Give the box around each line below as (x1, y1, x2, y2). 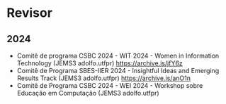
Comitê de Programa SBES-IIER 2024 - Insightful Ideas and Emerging (16, 67, 220, 74)
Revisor (6, 5, 52, 21)
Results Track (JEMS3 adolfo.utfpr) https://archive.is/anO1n (16, 74, 191, 82)
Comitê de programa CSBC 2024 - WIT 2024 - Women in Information (16, 51, 220, 60)
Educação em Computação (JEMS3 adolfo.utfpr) (16, 89, 160, 97)
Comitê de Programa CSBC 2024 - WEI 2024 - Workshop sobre (16, 82, 203, 89)
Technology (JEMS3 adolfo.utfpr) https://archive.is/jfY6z (16, 59, 183, 67)
